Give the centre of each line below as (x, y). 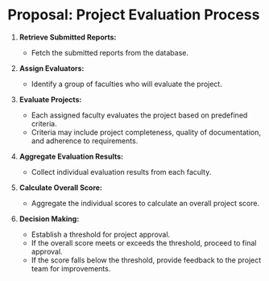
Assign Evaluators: (52, 68)
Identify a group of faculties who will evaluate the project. (126, 84)
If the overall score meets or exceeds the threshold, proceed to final (144, 242)
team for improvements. (71, 268)
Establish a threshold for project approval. (101, 234)
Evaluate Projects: (50, 99)
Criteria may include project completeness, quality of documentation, (146, 132)
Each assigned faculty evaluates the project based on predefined (139, 115)
